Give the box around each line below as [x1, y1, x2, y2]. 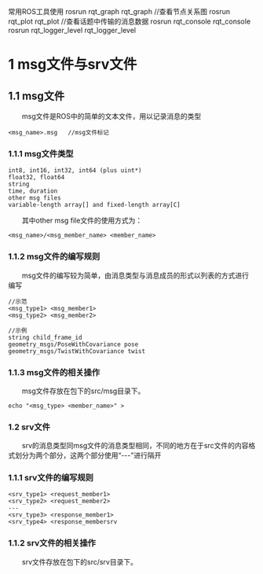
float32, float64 [8, 174, 65, 182]
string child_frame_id [8, 333, 82, 341]
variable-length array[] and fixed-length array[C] [8, 201, 181, 209]
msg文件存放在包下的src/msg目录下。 [22, 386, 145, 396]
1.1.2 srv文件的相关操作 [8, 538, 97, 549]
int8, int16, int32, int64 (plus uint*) [8, 167, 143, 175]
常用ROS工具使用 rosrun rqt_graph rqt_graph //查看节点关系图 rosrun [8, 7, 231, 16]
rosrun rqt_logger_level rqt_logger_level [8, 26, 136, 35]
